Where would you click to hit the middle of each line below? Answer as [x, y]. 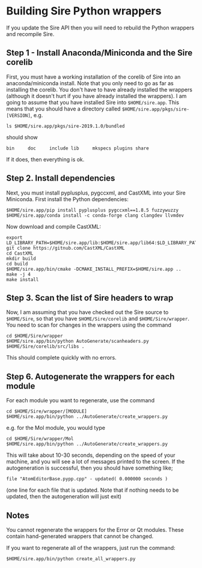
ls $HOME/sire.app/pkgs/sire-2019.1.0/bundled [66, 126]
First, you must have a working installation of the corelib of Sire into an [93, 77]
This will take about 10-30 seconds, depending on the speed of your [91, 455]
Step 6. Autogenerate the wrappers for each [90, 376]
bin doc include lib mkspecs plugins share [78, 148]
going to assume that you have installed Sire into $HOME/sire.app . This [93, 102]
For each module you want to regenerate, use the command [81, 400]
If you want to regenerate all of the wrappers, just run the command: [91, 548]
